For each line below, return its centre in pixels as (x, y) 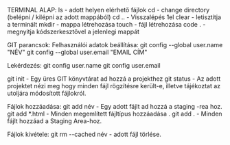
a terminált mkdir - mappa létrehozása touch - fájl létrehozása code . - (106, 24)
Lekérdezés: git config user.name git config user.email (84, 65)
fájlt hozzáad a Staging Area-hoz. (55, 121)
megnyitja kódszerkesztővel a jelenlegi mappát (73, 31)
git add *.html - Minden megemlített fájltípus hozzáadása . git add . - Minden (115, 114)
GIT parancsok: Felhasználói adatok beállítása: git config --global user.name (115, 45)
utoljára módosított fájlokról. (47, 93)
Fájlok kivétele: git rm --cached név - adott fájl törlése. (84, 134)
